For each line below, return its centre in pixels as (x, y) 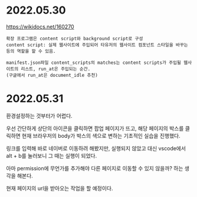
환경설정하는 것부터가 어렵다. (39, 115)
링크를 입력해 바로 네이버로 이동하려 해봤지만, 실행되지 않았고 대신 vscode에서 (96, 148)
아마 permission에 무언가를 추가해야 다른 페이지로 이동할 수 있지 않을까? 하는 (95, 168)
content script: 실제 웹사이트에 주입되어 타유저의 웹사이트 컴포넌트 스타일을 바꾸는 (97, 45)
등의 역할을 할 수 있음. (31, 51)
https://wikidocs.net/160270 (40, 27)
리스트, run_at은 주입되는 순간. (55, 69)
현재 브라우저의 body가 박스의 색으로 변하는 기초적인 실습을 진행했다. (101, 135)
